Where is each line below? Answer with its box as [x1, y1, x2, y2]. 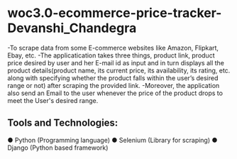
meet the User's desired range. [7, 96, 99, 104]
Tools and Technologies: [7, 117, 118, 129]
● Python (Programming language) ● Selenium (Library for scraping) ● [7, 136, 218, 144]
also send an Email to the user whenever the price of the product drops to [7, 89, 224, 97]
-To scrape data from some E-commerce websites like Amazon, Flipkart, [7, 43, 219, 52]
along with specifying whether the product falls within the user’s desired [7, 73, 219, 82]
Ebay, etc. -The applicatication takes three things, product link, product [7, 51, 215, 60]
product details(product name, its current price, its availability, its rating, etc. [7, 66, 231, 75]
